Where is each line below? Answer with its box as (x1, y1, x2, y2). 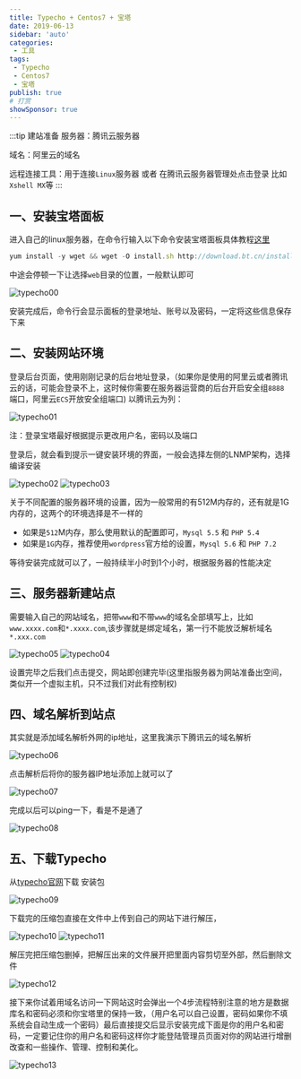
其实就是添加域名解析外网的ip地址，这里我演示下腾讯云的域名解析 (9, 732, 252, 743)
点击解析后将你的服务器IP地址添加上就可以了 (9, 768, 174, 780)
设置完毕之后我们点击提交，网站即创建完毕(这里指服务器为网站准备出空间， (9, 667, 288, 678)
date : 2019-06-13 (9, 22, 74, 30)
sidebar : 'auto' (9, 30, 70, 39)
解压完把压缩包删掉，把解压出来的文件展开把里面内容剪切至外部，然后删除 (9, 949, 284, 960)
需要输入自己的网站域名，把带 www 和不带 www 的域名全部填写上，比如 (9, 611, 254, 622)
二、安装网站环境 (9, 346, 104, 361)
